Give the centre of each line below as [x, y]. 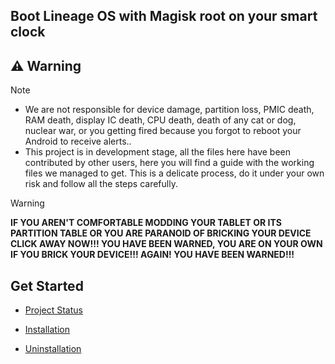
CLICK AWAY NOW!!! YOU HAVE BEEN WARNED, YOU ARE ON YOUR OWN [166, 244]
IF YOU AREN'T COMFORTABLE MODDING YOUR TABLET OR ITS [146, 223]
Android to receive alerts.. [78, 141]
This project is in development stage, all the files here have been [157, 152]
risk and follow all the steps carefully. [101, 184]
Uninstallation [53, 349]
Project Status [53, 310]
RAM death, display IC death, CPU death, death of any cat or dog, [160, 120]
